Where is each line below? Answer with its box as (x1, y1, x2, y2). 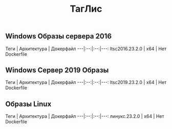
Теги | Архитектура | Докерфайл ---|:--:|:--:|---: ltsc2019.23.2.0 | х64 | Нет (5, 79, 167, 85)
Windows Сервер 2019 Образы (5, 66, 109, 74)
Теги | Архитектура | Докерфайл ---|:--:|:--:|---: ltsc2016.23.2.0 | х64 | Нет (5, 46, 167, 52)
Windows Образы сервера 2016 (5, 32, 112, 41)
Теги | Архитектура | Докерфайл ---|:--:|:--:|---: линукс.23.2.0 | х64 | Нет (5, 113, 165, 119)
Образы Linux (5, 99, 52, 108)
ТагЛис (70, 3, 102, 15)
